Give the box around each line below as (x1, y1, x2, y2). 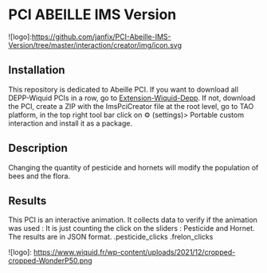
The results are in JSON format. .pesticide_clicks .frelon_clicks (8, 232, 214, 242)
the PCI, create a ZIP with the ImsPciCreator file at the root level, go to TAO (8, 101, 254, 111)
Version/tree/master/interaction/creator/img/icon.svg (8, 40, 182, 49)
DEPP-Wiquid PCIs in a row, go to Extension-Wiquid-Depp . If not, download (8, 93, 256, 103)
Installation (8, 64, 65, 77)
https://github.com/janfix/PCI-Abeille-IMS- (31, 32, 171, 41)
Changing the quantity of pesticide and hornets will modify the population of (8, 162, 259, 172)
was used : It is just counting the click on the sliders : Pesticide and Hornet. (8, 224, 255, 233)
